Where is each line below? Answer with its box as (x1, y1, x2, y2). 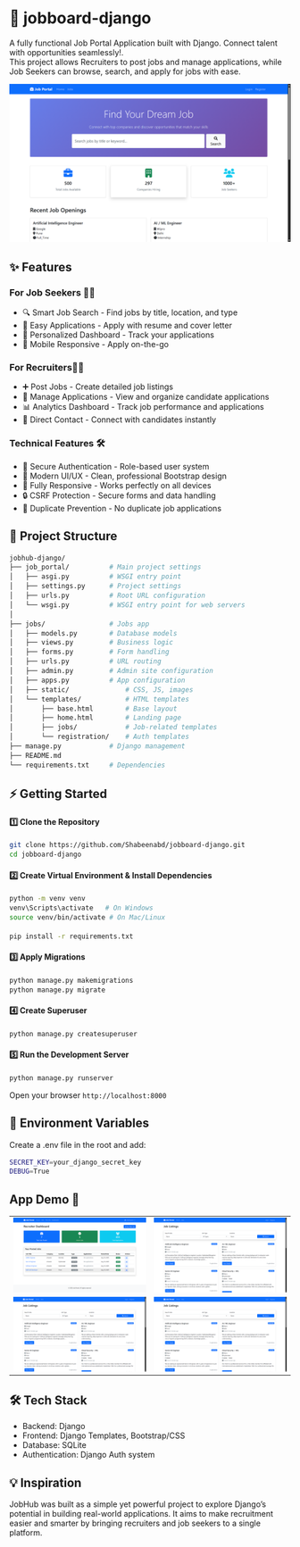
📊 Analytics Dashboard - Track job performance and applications (21, 402, 265, 412)
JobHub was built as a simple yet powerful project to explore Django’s (9, 1499, 266, 1510)
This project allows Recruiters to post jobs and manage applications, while (9, 56, 283, 67)
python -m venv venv (9, 894, 87, 903)
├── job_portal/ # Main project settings (9, 562, 202, 572)
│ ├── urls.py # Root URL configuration (9, 591, 205, 601)
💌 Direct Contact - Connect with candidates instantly (21, 414, 217, 425)
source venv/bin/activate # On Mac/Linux (9, 912, 166, 922)
